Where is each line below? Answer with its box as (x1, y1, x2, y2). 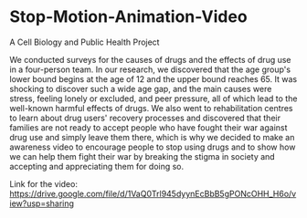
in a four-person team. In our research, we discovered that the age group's (9, 64, 291, 75)
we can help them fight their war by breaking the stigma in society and (9, 151, 276, 161)
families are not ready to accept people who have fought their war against (9, 121, 288, 133)
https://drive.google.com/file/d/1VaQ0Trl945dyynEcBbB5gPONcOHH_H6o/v (9, 188, 297, 199)
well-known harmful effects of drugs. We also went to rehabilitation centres (9, 102, 293, 113)
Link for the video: (9, 178, 78, 189)
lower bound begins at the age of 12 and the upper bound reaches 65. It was (9, 73, 298, 84)
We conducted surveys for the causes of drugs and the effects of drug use (9, 54, 291, 65)
